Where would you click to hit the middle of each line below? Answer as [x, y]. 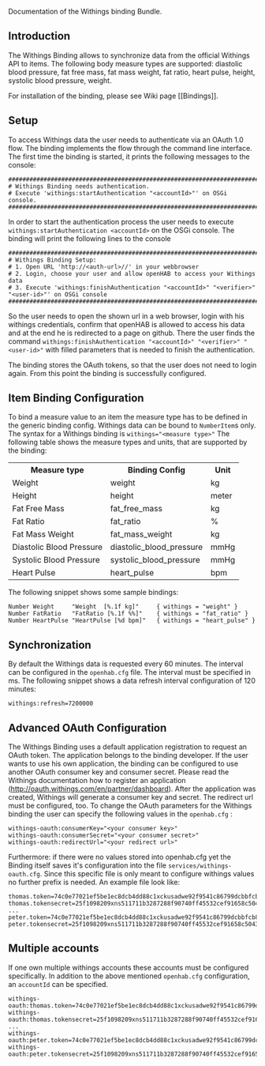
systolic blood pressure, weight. [60, 80]
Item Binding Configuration [76, 398]
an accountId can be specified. [58, 984]
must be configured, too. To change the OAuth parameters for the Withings [130, 806]
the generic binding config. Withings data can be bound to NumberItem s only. [132, 425]
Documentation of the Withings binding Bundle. [85, 11]
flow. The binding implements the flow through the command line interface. [130, 148]
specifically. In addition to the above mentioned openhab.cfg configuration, [129, 976]
